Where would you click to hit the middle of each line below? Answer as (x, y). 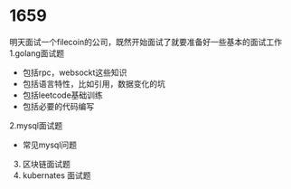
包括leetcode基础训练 (63, 95)
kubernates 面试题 (57, 175)
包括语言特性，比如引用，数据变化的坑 (94, 83)
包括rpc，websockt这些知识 (75, 72)
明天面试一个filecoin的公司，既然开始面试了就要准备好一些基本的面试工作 (146, 42)
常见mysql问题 (50, 145)
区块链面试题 (46, 164)
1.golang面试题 (37, 53)
